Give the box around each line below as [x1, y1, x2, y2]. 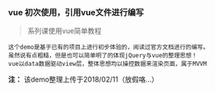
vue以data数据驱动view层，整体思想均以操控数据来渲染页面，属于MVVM [8, 60, 207, 68]
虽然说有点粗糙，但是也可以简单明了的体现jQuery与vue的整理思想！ [8, 52, 198, 60]
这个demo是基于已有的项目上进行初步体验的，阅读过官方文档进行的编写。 [8, 43, 210, 52]
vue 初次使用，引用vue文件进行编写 [8, 6, 144, 17]
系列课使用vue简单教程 [27, 26, 102, 36]
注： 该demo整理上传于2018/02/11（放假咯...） [8, 75, 159, 84]
